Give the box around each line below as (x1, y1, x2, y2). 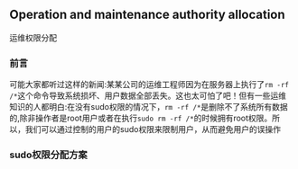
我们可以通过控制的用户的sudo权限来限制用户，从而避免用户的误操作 (24, 124, 282, 135)
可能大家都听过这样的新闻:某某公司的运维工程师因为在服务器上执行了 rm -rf (9, 79, 289, 90)
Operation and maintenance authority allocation (9, 7, 286, 22)
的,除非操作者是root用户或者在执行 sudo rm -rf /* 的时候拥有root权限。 (9, 112, 273, 124)
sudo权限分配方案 (9, 148, 88, 161)
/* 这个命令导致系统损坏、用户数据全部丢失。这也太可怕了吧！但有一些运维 (9, 90, 287, 102)
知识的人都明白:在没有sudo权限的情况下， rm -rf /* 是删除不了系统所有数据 (9, 102, 289, 112)
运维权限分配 (9, 31, 57, 43)
